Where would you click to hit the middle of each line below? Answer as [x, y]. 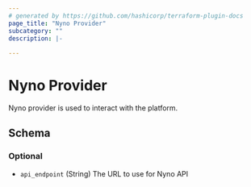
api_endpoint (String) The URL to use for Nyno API [104, 173]
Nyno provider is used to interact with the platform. [93, 108]
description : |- [36, 38]
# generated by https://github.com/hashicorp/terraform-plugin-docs [126, 16]
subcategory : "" [36, 31]
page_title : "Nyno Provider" [57, 23]
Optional [25, 156]
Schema [29, 133]
